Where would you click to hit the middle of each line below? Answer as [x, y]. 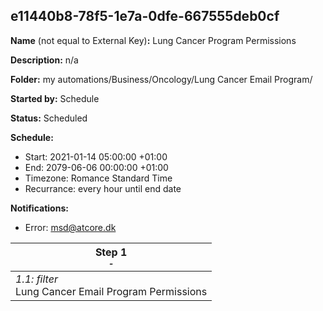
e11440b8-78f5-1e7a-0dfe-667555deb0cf [145, 16]
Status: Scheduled [49, 118]
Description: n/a [44, 60]
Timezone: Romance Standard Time [98, 178]
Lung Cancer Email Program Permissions [111, 291]
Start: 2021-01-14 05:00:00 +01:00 [96, 156]
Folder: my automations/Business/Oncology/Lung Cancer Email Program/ [161, 79]
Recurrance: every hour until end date [103, 188]
